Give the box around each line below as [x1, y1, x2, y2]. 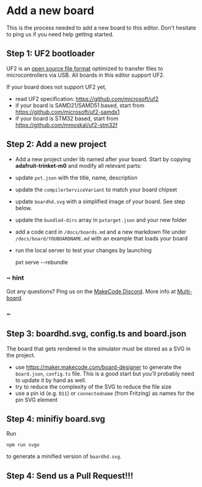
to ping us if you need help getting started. [6, 30, 114, 38]
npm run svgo [6, 442, 40, 448]
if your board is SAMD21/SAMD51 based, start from [15, 101, 145, 109]
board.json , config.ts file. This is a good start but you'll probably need [15, 370, 195, 377]
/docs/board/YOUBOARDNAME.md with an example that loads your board [15, 234, 188, 242]
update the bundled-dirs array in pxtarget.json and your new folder [15, 216, 187, 223]
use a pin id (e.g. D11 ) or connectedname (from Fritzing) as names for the [15, 389, 195, 397]
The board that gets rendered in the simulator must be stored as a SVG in [6, 345, 191, 352]
